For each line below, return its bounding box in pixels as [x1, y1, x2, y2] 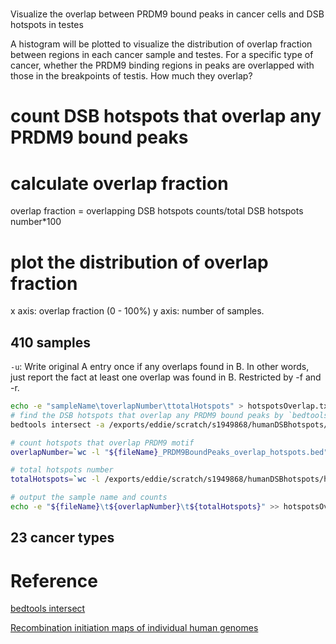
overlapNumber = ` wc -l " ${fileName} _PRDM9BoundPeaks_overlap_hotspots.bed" [10, 447, 329, 457]
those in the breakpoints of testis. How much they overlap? [10, 70, 253, 82]
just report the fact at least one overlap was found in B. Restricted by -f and [10, 371, 322, 383]
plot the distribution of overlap [10, 251, 269, 273]
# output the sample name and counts [10, 493, 168, 503]
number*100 [10, 216, 62, 228]
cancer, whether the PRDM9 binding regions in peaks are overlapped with [10, 59, 315, 72]
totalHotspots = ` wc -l [10, 474, 101, 485]
